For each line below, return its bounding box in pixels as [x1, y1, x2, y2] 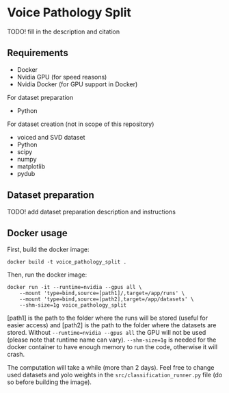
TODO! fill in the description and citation [7, 27, 120, 36]
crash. [7, 351, 25, 359]
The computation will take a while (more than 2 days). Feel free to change [7, 364, 215, 372]
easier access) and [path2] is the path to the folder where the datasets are [7, 321, 217, 329]
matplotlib [16, 162, 46, 170]
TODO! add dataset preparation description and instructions [7, 207, 176, 216]
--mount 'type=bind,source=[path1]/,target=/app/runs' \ [19, 290, 185, 297]
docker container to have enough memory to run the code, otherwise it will [7, 343, 217, 351]
